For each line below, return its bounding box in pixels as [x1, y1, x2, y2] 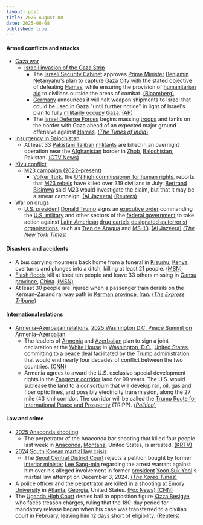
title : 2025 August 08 [6, 14, 63, 21]
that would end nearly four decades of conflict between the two [24, 356, 183, 363]
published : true [6, 25, 47, 32]
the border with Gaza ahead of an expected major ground [33, 122, 176, 129]
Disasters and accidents [6, 245, 69, 253]
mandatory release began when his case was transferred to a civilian [14, 506, 187, 513]
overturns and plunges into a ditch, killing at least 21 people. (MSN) [14, 265, 182, 272]
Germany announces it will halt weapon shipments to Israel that [33, 96, 192, 103]
